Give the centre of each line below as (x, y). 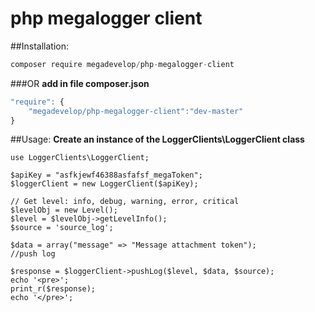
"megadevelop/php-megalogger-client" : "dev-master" (136, 111)
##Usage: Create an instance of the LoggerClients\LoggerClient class (157, 139)
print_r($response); (53, 289)
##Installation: (39, 46)
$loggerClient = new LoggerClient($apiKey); (104, 184)
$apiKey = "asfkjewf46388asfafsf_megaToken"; (106, 175)
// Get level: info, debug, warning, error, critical (125, 202)
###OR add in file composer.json (80, 83)
